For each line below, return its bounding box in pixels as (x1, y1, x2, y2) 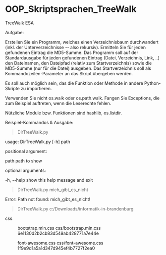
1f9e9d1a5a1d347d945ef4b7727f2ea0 (17, 245, 95, 251)
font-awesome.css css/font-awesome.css (17, 240, 104, 246)
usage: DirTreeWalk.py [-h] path (5, 139, 70, 145)
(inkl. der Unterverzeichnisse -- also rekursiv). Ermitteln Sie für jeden (5, 44, 146, 50)
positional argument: (5, 148, 47, 154)
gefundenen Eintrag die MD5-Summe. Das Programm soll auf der (5, 50, 139, 55)
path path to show (5, 157, 42, 164)
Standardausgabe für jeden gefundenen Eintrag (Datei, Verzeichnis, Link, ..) (5, 54, 160, 60)
